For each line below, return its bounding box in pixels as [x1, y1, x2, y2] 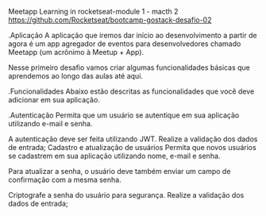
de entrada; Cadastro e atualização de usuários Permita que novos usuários [8, 143, 256, 152]
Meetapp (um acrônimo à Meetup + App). [8, 48, 145, 56]
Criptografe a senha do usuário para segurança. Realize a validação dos [8, 191, 245, 199]
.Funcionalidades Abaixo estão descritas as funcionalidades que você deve [8, 87, 255, 96]
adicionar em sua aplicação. [8, 95, 101, 104]
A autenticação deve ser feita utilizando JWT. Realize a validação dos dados [8, 134, 258, 144]
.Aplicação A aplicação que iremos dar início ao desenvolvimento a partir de [8, 31, 257, 40]
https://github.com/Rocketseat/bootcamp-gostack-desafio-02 [8, 15, 212, 25]
